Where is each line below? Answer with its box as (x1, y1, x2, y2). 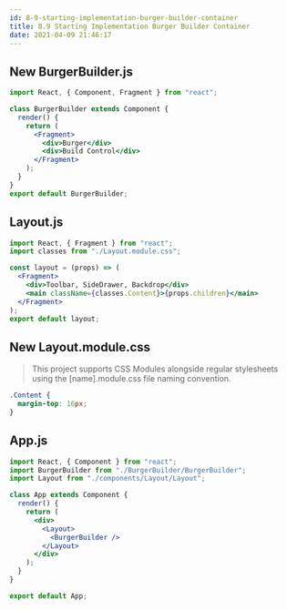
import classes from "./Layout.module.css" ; (9, 247, 181, 256)
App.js (9, 433, 48, 449)
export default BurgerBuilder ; (9, 188, 128, 198)
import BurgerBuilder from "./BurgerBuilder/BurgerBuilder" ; (9, 465, 247, 474)
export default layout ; (9, 314, 100, 323)
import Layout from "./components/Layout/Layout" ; (9, 474, 206, 483)
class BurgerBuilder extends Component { (9, 105, 169, 114)
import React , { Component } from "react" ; (9, 457, 178, 466)
